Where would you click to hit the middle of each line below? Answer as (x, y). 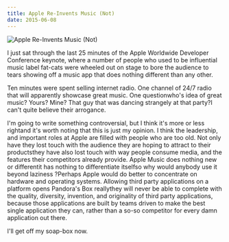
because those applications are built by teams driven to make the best (106, 203)
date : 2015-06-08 (32, 20)
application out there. (37, 217)
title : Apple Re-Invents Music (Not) (61, 13)
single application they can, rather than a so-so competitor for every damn (112, 210)
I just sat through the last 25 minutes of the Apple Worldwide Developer (108, 53)
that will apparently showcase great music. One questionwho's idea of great (114, 95)
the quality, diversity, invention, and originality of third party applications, (110, 195)
